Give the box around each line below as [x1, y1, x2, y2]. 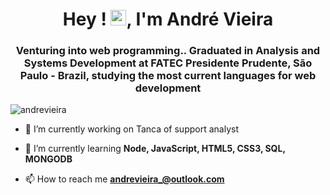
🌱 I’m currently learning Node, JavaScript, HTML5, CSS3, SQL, [24, 143, 286, 155]
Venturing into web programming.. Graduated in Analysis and [15, 44, 321, 58]
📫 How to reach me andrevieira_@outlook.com [24, 173, 225, 185]
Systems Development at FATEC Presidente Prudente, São [23, 56, 313, 70]
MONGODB [24, 153, 73, 165]
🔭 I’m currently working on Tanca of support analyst [24, 123, 239, 135]
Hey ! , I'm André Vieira [62, 8, 274, 31]
